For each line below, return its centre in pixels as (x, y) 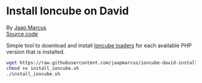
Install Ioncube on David (68, 11)
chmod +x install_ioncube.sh (43, 68)
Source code (22, 33)
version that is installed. (35, 51)
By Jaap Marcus (26, 27)
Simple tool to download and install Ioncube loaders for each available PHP (99, 45)
